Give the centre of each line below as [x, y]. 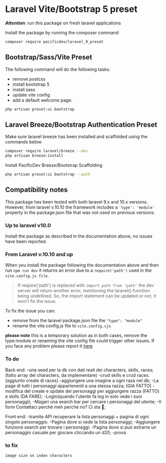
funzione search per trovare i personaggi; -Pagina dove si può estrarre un [81, 427]
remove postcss [29, 79]
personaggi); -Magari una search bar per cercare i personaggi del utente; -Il [83, 401]
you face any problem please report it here [49, 346]
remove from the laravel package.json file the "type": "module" [77, 321]
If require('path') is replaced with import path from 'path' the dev [86, 285]
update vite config [31, 95]
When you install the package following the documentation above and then [82, 265]
